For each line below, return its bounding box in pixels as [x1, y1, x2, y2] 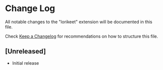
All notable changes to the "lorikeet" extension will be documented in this [5, 19, 153, 25]
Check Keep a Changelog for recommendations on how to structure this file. [5, 33, 159, 39]
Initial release [12, 60, 39, 66]
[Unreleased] [5, 47, 46, 56]
